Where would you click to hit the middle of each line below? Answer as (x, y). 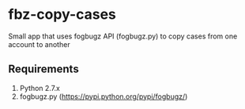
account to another (39, 44)
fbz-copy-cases (62, 15)
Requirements (43, 69)
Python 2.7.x (40, 88)
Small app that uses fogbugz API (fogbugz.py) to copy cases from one (123, 36)
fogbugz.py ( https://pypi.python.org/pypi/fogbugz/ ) (104, 96)
